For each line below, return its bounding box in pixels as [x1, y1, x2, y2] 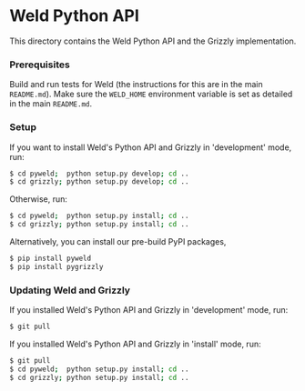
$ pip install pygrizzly [9, 262, 104, 271]
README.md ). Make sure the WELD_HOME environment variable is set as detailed [9, 88, 293, 100]
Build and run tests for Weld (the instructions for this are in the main [9, 79, 263, 90]
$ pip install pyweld [9, 254, 92, 264]
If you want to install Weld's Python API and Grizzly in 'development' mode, [9, 142, 292, 153]
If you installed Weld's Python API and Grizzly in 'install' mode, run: [9, 338, 261, 349]
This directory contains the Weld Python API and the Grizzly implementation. [9, 35, 297, 46]
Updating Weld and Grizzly [9, 284, 130, 296]
